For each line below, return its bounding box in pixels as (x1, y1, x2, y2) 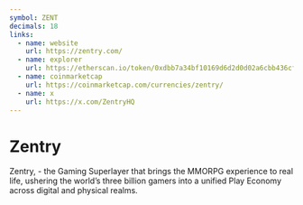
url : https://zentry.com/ (25, 47, 124, 56)
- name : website (17, 38, 78, 48)
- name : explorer (17, 55, 83, 64)
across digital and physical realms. (9, 185, 138, 196)
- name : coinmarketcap (17, 72, 103, 81)
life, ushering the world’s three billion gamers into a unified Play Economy (9, 175, 282, 186)
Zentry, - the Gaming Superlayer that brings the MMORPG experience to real (9, 166, 294, 177)
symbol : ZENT (9, 13, 59, 23)
